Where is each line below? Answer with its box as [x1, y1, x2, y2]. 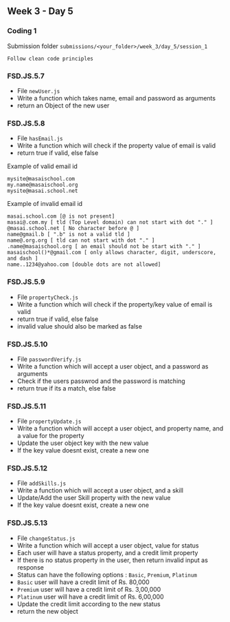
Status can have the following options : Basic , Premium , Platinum [16, 570, 198, 579]
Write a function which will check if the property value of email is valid [16, 141, 216, 150]
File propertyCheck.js [16, 293, 79, 301]
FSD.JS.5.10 [7, 339, 48, 349]
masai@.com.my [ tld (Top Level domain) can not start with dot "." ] [7, 219, 214, 226]
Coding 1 [7, 26, 37, 36]
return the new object [16, 607, 79, 615]
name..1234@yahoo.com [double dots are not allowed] [7, 261, 161, 268]
